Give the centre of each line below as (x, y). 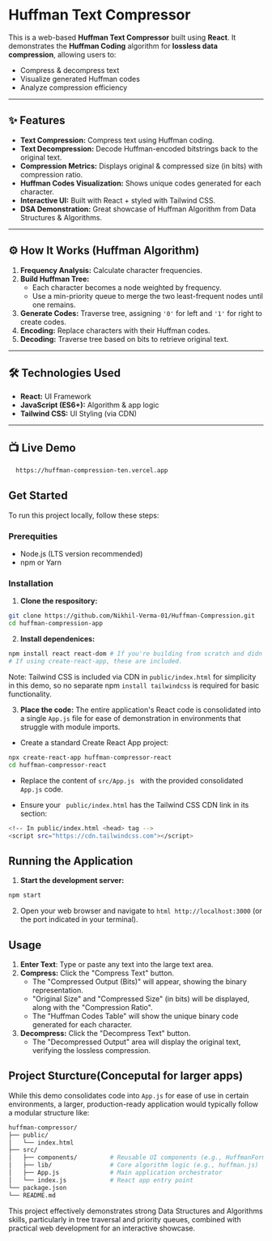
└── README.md (32, 1195)
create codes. (43, 322)
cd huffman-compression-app (56, 624)
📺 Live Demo (42, 448)
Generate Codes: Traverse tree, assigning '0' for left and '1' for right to (141, 313)
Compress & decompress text (70, 70)
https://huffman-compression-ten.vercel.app (92, 471)
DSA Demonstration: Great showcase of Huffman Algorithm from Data (138, 209)
